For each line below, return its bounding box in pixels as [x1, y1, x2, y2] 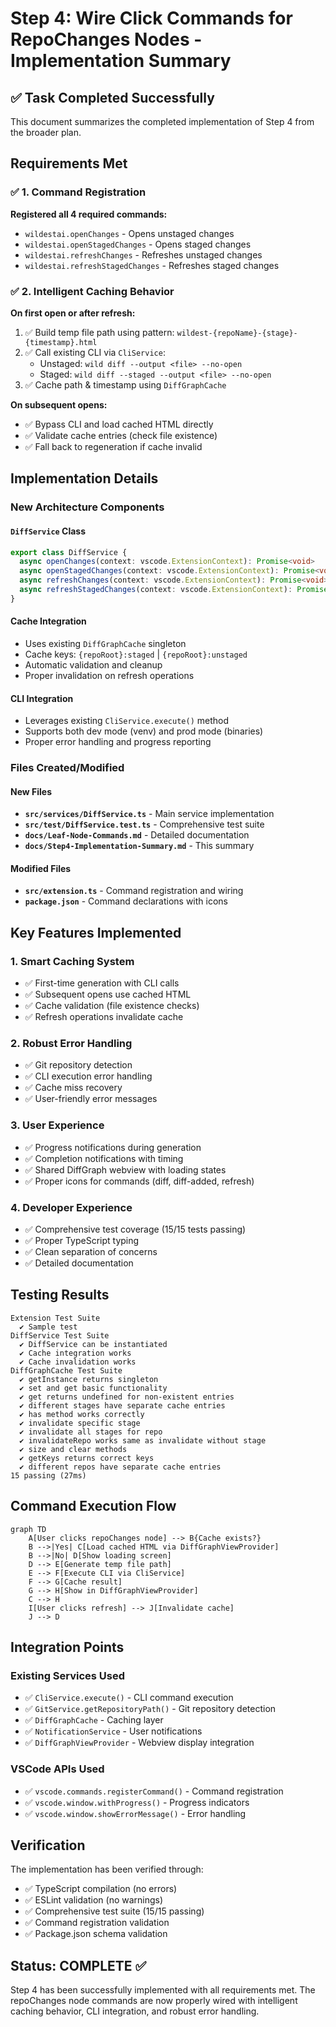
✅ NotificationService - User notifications [24, 1725, 203, 1737]
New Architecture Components [10, 500, 165, 514]
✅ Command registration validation [24, 1917, 170, 1929]
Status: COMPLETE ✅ [10, 1957, 147, 1974]
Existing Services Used [10, 1669, 126, 1682]
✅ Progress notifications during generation [24, 1141, 202, 1153]
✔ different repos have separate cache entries [19, 1462, 222, 1472]
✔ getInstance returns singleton [19, 1374, 159, 1384]
